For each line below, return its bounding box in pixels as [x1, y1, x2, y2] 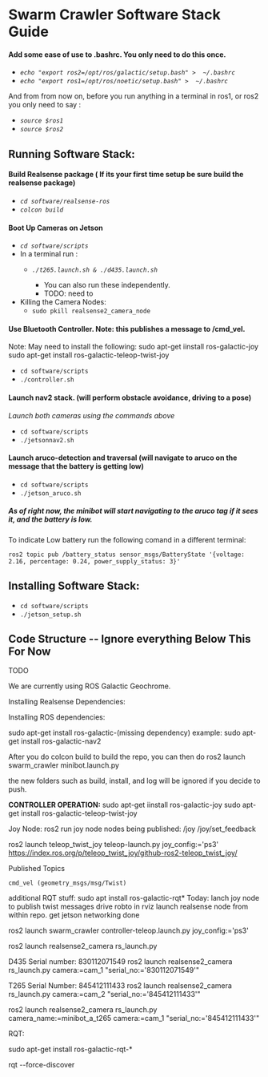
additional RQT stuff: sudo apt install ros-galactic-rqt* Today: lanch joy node [8, 893, 260, 903]
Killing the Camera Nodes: [19, 297, 106, 307]
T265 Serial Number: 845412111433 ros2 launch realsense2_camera [8, 981, 232, 990]
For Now [8, 644, 51, 658]
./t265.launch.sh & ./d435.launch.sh [31, 266, 158, 274]
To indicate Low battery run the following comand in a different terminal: [8, 534, 246, 544]
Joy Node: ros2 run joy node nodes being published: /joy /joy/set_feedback [8, 824, 256, 834]
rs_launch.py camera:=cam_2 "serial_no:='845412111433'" [8, 990, 201, 999]
